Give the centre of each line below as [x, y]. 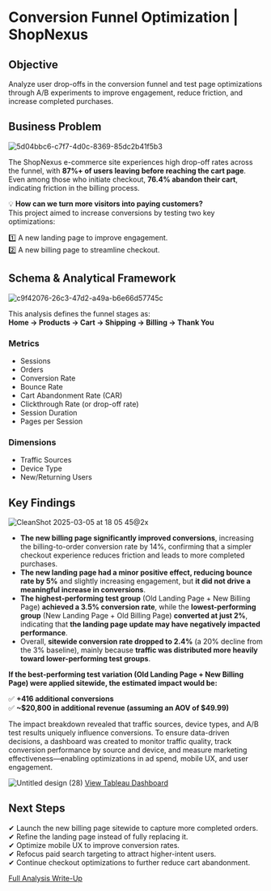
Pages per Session [51, 421]
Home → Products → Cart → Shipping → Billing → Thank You [111, 322]
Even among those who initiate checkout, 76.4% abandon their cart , [123, 179]
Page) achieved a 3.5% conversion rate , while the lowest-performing [138, 607]
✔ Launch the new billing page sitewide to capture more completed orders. [133, 828]
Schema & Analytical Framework [92, 279]
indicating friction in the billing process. [74, 187]
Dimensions [32, 442]
